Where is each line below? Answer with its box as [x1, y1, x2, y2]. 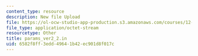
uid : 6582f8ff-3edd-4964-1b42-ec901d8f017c [6, 41, 115, 47]
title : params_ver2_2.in [6, 36, 67, 41]
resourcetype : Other [6, 30, 57, 36]
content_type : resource [6, 8, 65, 15]
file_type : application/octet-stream [6, 24, 99, 31]
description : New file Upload [6, 14, 81, 20]
